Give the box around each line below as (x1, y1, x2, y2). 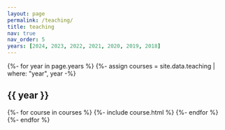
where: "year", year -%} (7, 69, 77, 78)
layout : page (7, 10, 45, 17)
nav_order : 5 (7, 36, 45, 43)
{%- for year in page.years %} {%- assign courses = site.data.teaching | (7, 62, 215, 70)
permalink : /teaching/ (7, 17, 73, 24)
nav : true (7, 29, 36, 37)
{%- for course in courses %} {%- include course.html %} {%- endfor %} (7, 108, 219, 116)
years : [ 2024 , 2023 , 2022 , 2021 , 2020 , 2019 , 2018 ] (7, 43, 161, 50)
